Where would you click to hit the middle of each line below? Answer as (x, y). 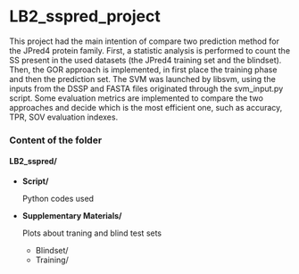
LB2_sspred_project (85, 17)
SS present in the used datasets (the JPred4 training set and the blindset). (145, 60)
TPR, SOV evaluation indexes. (64, 117)
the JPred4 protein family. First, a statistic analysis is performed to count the (150, 50)
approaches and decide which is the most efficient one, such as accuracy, (146, 107)
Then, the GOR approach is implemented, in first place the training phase (143, 70)
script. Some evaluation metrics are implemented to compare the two (136, 98)
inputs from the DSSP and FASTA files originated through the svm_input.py (146, 88)
